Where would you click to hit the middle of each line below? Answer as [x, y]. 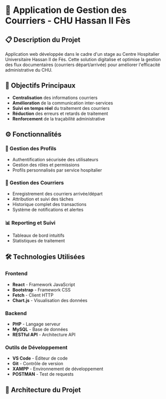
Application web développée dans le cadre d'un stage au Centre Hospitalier [82, 54]
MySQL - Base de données [40, 329]
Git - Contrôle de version [38, 364]
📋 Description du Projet [43, 40]
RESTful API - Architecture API [44, 335]
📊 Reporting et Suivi [30, 222]
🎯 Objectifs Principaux [40, 86]
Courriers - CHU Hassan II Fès [68, 21]
